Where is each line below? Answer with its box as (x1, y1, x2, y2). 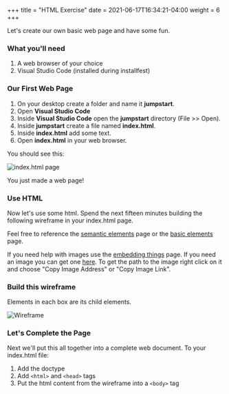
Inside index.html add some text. (17, 129, 111, 137)
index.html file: (7, 351, 50, 360)
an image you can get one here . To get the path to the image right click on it (7, 258, 222, 266)
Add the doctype (17, 364, 65, 373)
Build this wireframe (7, 282, 76, 291)
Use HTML (7, 193, 43, 203)
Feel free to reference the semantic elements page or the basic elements (7, 229, 213, 238)
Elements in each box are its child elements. (7, 298, 132, 306)
